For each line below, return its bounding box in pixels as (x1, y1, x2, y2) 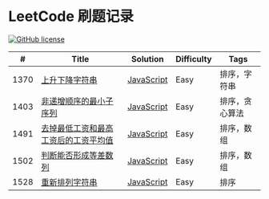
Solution (130, 53, 164, 64)
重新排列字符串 (41, 177, 98, 188)
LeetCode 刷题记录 (8, 7, 134, 26)
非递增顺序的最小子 (41, 95, 114, 107)
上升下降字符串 (41, 74, 98, 85)
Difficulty (175, 53, 212, 64)
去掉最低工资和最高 (41, 122, 114, 133)
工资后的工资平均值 (41, 134, 114, 145)
